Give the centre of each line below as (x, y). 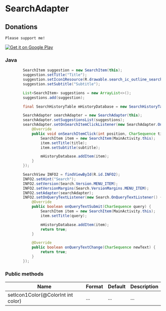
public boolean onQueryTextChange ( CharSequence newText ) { (93, 247)
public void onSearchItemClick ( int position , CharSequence (93, 134)
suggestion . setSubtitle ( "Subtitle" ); (62, 84)
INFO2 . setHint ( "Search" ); (50, 179)
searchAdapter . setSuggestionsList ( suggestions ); (74, 120)
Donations (21, 27)
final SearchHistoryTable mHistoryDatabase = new (75, 107)
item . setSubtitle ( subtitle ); (70, 148)
